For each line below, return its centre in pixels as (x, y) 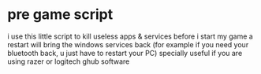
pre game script (60, 15)
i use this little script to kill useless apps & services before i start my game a (130, 36)
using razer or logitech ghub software (69, 61)
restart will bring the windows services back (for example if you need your (128, 44)
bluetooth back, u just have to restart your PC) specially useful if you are (125, 53)
